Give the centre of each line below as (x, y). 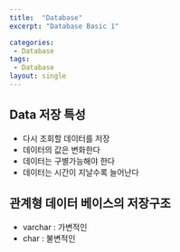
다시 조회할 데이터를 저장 (66, 138)
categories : (32, 42)
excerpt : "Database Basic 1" (64, 26)
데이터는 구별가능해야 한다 (69, 161)
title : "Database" (46, 18)
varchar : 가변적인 (55, 227)
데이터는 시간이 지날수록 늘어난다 (81, 172)
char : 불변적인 (49, 238)
